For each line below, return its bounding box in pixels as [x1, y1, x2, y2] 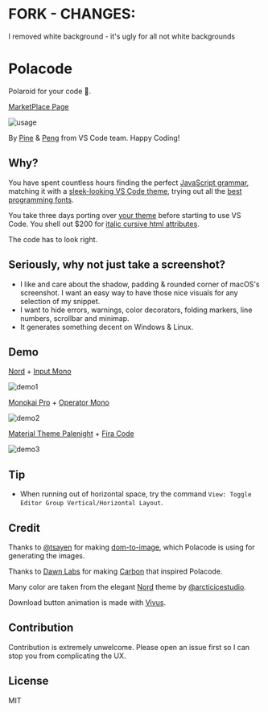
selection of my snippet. [19, 296, 101, 306]
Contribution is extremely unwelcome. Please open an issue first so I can [8, 642, 250, 652]
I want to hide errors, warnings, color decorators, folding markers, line [19, 305, 253, 315]
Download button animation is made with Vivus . [8, 597, 167, 607]
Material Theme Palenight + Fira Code [8, 429, 134, 438]
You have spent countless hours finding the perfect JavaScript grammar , [8, 178, 249, 187]
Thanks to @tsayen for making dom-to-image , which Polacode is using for [8, 542, 255, 552]
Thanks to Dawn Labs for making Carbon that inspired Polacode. [8, 566, 223, 576]
